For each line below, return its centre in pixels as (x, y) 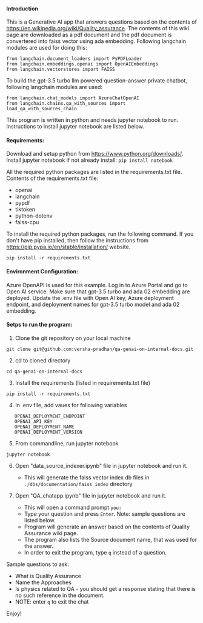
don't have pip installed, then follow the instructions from (77, 241)
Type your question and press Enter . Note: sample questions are (105, 514)
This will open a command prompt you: (73, 507)
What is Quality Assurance (48, 576)
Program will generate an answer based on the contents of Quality (107, 527)
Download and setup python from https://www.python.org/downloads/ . (95, 154)
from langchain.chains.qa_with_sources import (66, 104)
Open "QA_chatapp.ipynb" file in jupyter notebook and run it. (91, 495)
